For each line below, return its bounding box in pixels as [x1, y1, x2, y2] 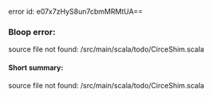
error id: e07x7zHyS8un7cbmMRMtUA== [8, 7, 143, 16]
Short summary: [8, 63, 64, 72]
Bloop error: [8, 26, 56, 37]
